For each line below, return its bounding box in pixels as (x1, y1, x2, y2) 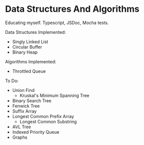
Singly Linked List (12, 38, 48, 45)
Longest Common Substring (19, 118, 77, 124)
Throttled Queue (12, 68, 46, 74)
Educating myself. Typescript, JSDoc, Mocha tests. (5, 20, 109, 26)
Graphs (12, 134, 28, 140)
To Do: (5, 78, 19, 84)
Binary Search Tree (12, 97, 52, 104)
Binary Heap (12, 49, 38, 55)
